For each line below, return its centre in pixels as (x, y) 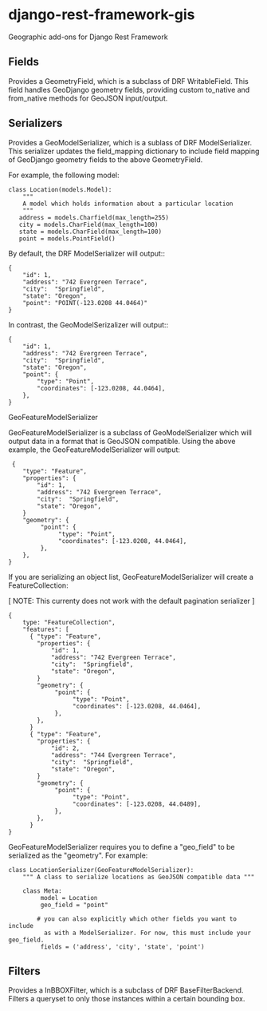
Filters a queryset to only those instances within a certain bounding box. (127, 999)
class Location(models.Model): (60, 189)
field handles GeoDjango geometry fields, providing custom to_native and (129, 89)
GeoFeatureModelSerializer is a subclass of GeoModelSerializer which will (130, 432)
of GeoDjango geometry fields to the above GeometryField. (106, 159)
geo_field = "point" (75, 905)
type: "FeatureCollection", (69, 622)
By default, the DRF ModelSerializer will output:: (87, 253)
